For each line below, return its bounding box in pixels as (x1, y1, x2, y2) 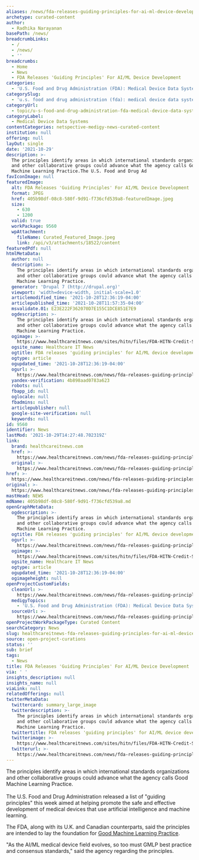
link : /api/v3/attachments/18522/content (17, 240, 120, 246)
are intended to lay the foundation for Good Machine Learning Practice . (6, 829, 181, 836)
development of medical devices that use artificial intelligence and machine (6, 806, 191, 813)
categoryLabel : (6, 113, 44, 119)
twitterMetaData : (6, 697, 49, 703)
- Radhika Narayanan (11, 25, 62, 31)
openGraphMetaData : (6, 504, 54, 510)
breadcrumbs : (6, 58, 38, 64)
